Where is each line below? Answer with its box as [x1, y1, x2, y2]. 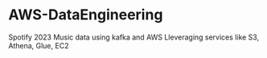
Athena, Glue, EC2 [8, 40, 69, 50]
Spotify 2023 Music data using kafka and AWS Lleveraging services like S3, [8, 32, 260, 42]
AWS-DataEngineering [8, 6, 163, 24]
